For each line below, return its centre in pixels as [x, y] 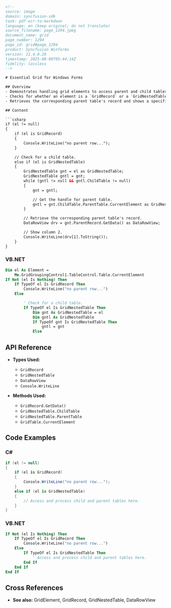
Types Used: [26, 360]
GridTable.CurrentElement [48, 422]
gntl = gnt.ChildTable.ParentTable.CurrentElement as [91, 204]
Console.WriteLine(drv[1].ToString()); [66, 237]
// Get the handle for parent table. [73, 199]
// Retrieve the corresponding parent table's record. [83, 218]
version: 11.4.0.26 [26, 54]
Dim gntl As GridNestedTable [63, 317]
